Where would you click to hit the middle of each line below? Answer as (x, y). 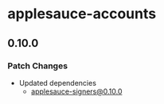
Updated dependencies (58, 83)
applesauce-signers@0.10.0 (76, 91)
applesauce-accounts (82, 14)
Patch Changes (38, 66)
